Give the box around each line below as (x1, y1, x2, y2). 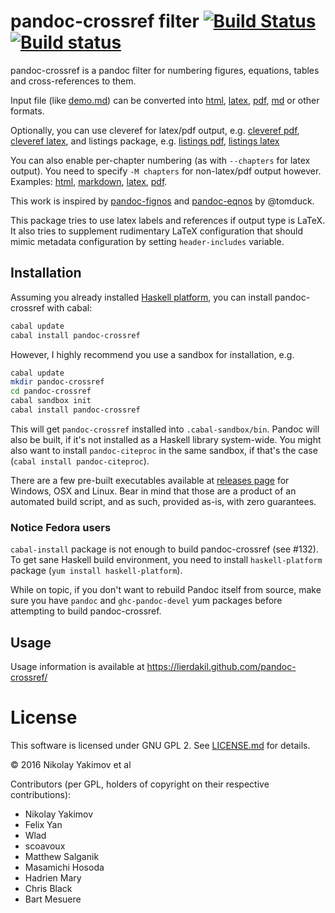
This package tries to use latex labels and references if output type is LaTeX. (10, 214, 326, 226)
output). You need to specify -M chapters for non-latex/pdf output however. (10, 165, 322, 177)
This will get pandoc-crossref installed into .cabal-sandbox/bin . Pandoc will (10, 423, 320, 435)
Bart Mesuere (24, 893, 82, 905)
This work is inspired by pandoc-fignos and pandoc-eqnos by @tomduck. (10, 195, 315, 207)
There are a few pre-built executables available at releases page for (10, 474, 290, 486)
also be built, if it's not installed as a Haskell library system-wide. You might (10, 433, 322, 445)
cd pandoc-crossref (10, 386, 92, 397)
